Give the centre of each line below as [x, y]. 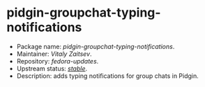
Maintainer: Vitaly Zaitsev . [54, 54]
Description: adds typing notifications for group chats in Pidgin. [108, 76]
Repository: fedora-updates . [58, 61]
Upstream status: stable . [52, 68]
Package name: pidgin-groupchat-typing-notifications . [96, 46]
